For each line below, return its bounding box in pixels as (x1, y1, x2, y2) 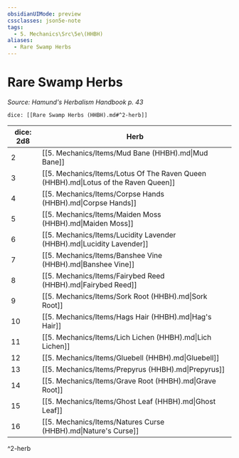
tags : (7, 24, 23, 31)
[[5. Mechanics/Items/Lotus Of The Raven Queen (41, 168, 206, 178)
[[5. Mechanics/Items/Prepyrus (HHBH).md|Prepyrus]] (41, 364, 225, 374)
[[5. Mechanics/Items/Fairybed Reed (41, 271, 165, 281)
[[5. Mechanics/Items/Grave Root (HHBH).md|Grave (41, 375, 216, 385)
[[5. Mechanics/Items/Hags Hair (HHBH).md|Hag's (41, 311, 212, 321)
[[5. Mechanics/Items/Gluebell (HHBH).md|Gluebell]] (41, 353, 220, 363)
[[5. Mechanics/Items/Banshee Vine (41, 250, 162, 260)
